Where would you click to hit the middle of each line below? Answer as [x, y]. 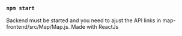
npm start [20, 8]
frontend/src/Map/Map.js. [38, 27]
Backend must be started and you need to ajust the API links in [84, 20]
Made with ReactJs [95, 27]
